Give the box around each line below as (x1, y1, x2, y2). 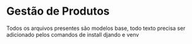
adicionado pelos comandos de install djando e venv (6, 31, 139, 38)
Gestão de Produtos (6, 4, 110, 18)
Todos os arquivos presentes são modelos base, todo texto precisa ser (6, 24, 186, 32)
